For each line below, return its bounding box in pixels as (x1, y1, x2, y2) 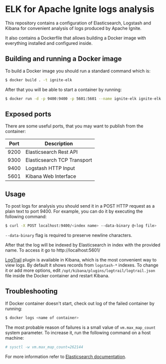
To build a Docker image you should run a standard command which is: (5, 68, 151, 74)
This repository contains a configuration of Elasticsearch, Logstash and (5, 20, 152, 26)
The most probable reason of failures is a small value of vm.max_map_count (5, 324, 156, 330)
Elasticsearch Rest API (25, 148, 78, 155)
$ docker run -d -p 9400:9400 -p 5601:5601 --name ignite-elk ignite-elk (5, 96, 162, 101)
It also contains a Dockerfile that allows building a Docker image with (5, 35, 147, 41)
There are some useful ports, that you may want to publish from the (5, 123, 144, 129)
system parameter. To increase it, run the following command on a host (5, 330, 151, 336)
